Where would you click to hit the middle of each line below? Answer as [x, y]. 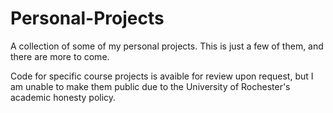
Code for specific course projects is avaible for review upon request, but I [162, 76]
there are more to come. [60, 56]
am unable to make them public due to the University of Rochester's [150, 86]
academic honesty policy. [63, 97]
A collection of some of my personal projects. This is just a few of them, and [167, 46]
